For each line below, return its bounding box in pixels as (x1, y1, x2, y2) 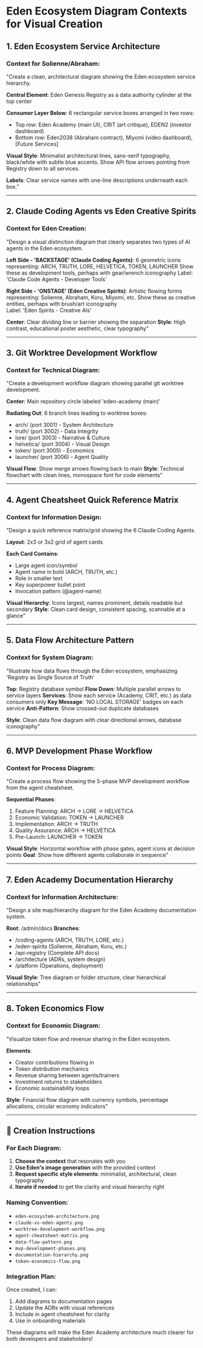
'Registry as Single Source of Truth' (6, 673, 95, 681)
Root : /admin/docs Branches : (6, 925, 80, 932)
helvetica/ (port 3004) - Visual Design (14, 440, 110, 448)
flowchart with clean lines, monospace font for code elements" (6, 472, 163, 479)
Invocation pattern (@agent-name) (14, 587, 101, 594)
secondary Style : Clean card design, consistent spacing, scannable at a (6, 605, 185, 613)
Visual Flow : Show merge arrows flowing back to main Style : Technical (6, 465, 184, 472)
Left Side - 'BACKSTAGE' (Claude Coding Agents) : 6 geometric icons (6, 256, 181, 264)
